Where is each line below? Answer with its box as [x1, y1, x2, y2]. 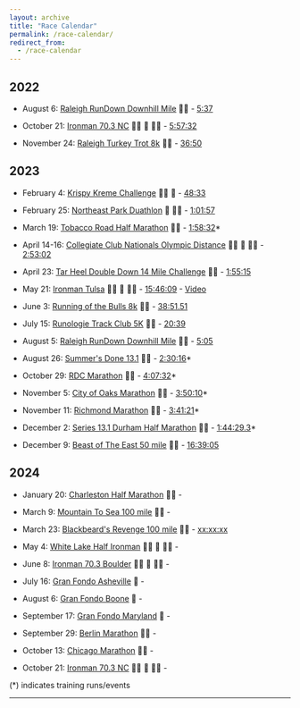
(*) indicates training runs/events [9, 679, 131, 690]
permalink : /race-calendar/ [9, 29, 114, 38]
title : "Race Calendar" [9, 21, 98, 30]
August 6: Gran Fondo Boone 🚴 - [21, 593, 143, 603]
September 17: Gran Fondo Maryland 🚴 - [21, 610, 171, 621]
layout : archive [9, 13, 70, 22]
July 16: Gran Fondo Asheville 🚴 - [21, 576, 145, 586]
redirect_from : [9, 38, 66, 47]
